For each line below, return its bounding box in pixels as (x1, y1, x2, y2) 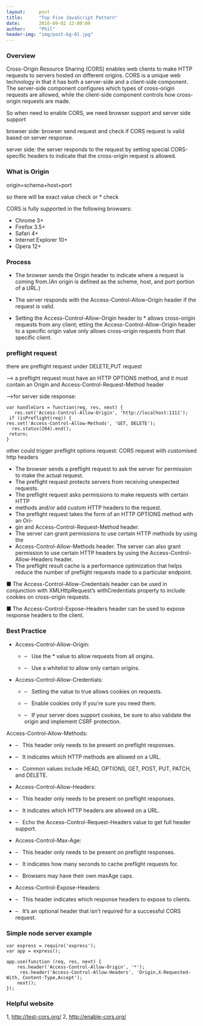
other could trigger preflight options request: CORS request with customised (6, 447, 197, 455)
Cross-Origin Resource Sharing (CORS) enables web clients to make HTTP (6, 65, 193, 73)
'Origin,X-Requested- (136, 969, 191, 976)
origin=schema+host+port (6, 181, 72, 188)
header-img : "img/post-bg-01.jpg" (6, 32, 94, 38)
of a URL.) (15, 284, 41, 292)
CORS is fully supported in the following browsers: (6, 205, 132, 212)
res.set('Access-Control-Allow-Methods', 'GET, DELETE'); (6, 421, 156, 427)
